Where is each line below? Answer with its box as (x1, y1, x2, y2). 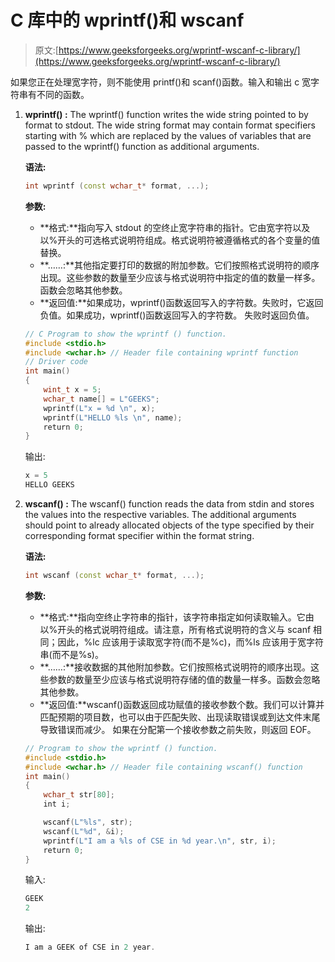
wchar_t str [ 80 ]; (43, 790, 116, 800)
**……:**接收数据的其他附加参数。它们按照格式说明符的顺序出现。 (39, 661, 311, 673)
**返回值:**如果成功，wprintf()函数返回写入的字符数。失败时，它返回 (39, 296, 324, 308)
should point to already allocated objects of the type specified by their (24, 519, 315, 531)
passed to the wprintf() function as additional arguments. (24, 140, 260, 152)
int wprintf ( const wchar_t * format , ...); (24, 181, 210, 191)
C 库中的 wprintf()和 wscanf (10, 9, 245, 32)
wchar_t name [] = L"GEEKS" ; (43, 394, 160, 404)
